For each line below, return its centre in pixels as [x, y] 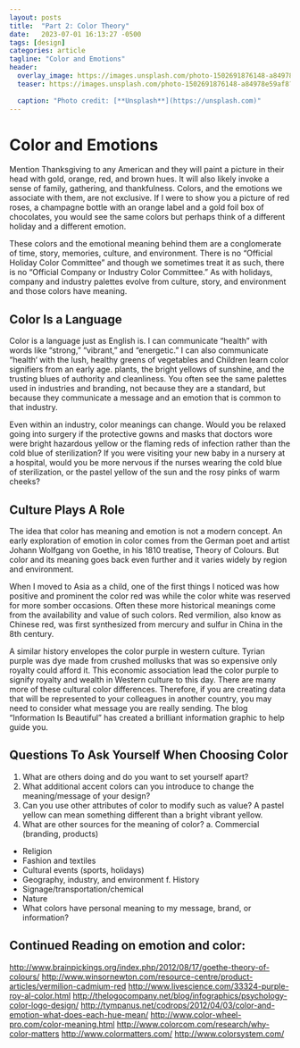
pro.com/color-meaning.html [62, 1024]
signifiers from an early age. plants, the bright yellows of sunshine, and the [147, 369]
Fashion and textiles [59, 860]
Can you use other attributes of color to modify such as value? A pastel [153, 805]
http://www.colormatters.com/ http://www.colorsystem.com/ [173, 1034]
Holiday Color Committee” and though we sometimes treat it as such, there [147, 263]
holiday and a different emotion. [68, 226]
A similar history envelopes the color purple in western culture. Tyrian [137, 651]
